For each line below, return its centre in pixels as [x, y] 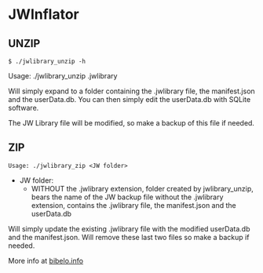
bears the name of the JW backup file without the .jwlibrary [127, 197]
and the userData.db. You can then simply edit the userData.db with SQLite [130, 99]
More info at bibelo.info [46, 260]
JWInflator [44, 15]
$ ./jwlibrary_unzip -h [47, 61]
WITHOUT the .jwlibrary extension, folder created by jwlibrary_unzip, [142, 188]
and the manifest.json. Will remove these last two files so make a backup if [129, 237]
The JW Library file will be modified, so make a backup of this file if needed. [131, 123]
